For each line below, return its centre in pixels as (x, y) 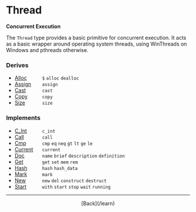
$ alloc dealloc (60, 79)
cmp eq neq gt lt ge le (67, 144)
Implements (23, 118)
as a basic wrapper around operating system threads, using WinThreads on (97, 44)
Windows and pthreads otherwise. (47, 50)
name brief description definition (83, 156)
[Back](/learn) (98, 203)
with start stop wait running (76, 187)
